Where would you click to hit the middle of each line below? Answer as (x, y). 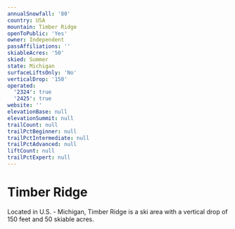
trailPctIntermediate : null (49, 138)
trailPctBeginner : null (42, 131)
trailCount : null (33, 125)
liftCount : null (31, 151)
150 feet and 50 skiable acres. (51, 219)
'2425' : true (33, 99)
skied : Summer (28, 60)
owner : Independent (36, 40)
